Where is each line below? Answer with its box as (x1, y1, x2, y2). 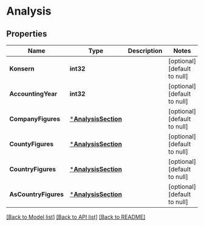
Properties (6, 29, 47, 39)
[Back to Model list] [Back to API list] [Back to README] (6, 213, 146, 221)
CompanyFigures (9, 115, 61, 123)
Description (127, 47, 163, 55)
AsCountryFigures (9, 190, 64, 199)
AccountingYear (9, 90, 58, 98)
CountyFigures (9, 140, 53, 148)
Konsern (9, 65, 35, 72)
